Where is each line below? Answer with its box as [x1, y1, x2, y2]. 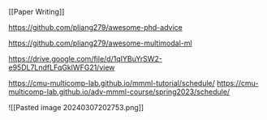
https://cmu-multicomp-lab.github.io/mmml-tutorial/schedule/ [8, 79, 215, 88]
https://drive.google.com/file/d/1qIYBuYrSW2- [8, 54, 162, 63]
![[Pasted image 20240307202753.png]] [8, 103, 144, 112]
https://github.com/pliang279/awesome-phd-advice [8, 23, 183, 32]
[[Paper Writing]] [8, 7, 65, 16]
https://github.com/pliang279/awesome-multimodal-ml [8, 38, 192, 48]
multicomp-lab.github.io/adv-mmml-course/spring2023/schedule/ [8, 87, 230, 96]
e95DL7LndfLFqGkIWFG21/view [8, 62, 115, 72]
